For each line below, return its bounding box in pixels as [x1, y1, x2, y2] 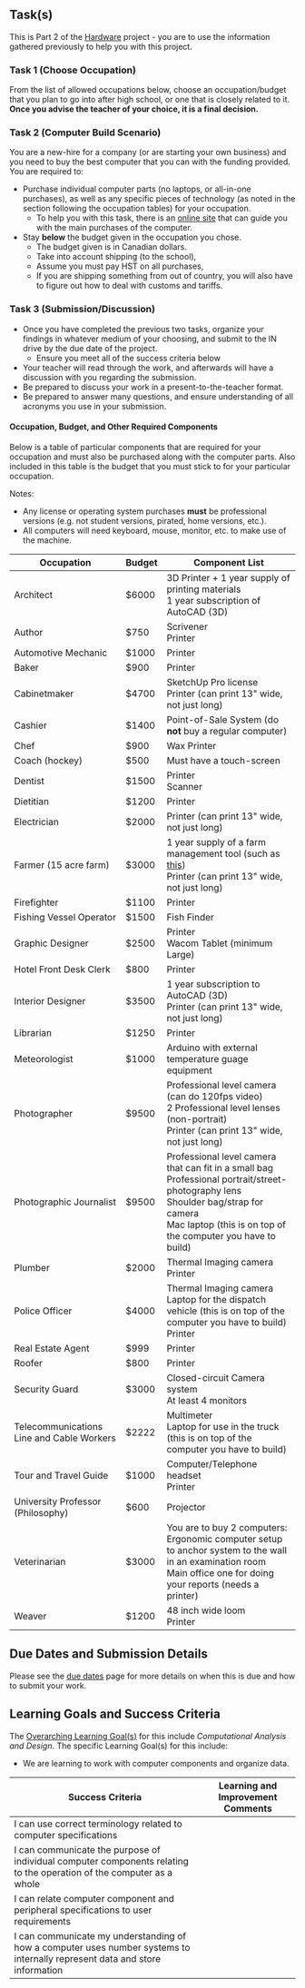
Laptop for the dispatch [166, 1293, 266, 1305]
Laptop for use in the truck [166, 1420, 280, 1432]
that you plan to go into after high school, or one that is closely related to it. [9, 94, 290, 105]
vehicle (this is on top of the [166, 1304, 285, 1317]
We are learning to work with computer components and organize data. [22, 1757, 290, 1768]
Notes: [9, 487, 34, 498]
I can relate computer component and [14, 1892, 175, 1904]
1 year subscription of [166, 594, 261, 606]
